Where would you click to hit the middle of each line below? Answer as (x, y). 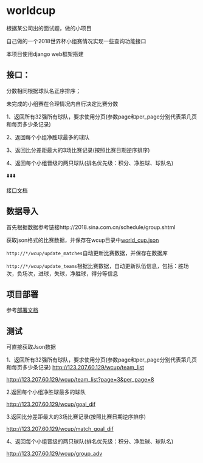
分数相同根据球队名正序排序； (43, 91)
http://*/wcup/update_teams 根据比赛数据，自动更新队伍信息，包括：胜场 (98, 266)
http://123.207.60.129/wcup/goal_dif (51, 404)
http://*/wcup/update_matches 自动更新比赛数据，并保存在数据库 (87, 253)
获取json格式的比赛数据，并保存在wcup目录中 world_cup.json (83, 240)
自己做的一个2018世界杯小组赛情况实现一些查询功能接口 (76, 41)
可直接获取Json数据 (31, 347)
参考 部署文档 (22, 310)
